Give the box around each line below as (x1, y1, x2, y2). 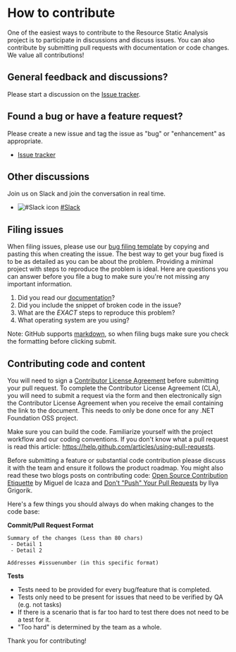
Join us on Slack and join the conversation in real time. (7, 189, 166, 198)
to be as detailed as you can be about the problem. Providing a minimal (7, 258, 213, 266)
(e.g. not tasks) (17, 600, 62, 608)
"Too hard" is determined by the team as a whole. (17, 623, 162, 631)
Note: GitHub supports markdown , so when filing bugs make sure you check (7, 330, 229, 338)
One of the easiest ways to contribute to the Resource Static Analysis (7, 28, 209, 37)
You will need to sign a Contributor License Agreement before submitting (7, 376, 219, 385)
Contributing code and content (7, 358, 146, 370)
